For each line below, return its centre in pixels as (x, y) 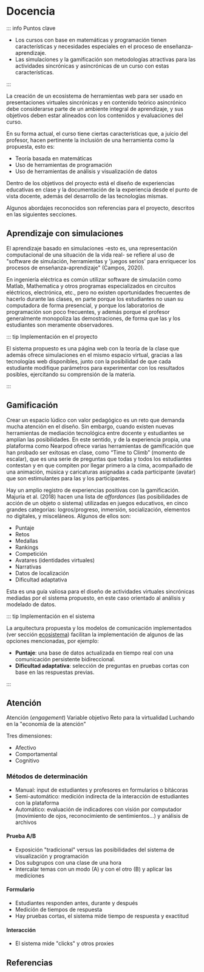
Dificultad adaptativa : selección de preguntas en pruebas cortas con (102, 665)
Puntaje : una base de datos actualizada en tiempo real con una (94, 653)
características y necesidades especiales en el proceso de (88, 46)
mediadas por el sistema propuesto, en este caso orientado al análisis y (96, 598)
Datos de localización (42, 573)
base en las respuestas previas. (55, 672)
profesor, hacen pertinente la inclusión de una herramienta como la (90, 140)
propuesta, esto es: (30, 146)
